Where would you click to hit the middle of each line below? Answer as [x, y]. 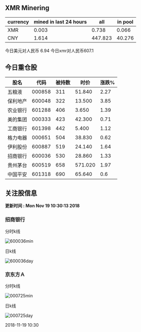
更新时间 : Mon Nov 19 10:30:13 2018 [43, 206]
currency [18, 21]
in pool [125, 21]
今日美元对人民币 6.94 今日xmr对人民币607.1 [49, 50]
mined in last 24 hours [60, 21]
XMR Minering [27, 8]
